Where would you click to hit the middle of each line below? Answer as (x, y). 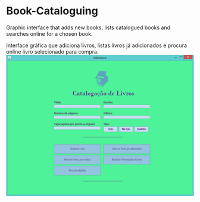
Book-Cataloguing (52, 11)
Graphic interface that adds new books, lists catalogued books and (88, 27)
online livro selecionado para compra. (52, 51)
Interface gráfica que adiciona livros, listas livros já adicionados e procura (97, 45)
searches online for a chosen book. (49, 33)
